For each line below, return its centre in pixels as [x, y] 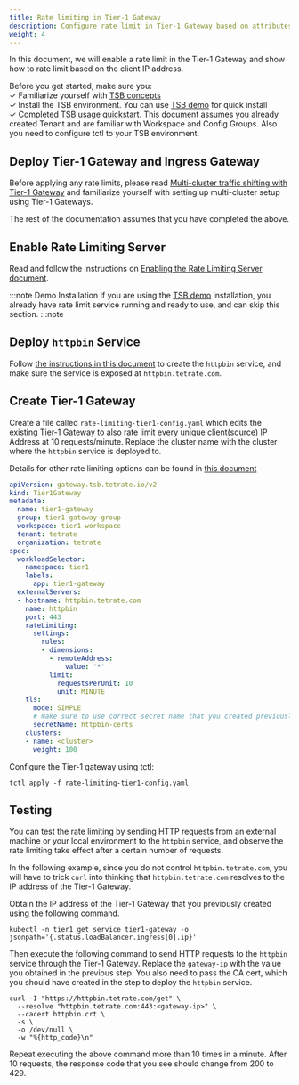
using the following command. [65, 913]
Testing [31, 810]
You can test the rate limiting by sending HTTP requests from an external [143, 832]
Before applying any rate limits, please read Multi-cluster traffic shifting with [149, 183]
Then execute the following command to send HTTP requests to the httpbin [148, 954]
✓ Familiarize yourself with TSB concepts [85, 95]
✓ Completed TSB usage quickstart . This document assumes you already [144, 114]
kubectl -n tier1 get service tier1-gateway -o [99, 930]
